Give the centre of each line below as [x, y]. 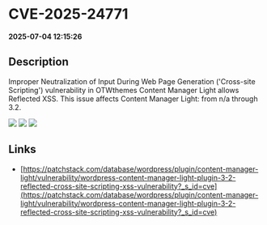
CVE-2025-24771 [68, 14]
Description [38, 62]
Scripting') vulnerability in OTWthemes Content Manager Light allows [124, 90]
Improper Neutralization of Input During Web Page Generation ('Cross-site [132, 81]
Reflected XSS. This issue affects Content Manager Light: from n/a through [133, 99]
